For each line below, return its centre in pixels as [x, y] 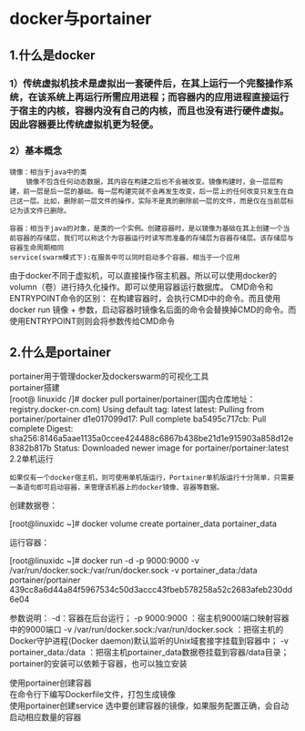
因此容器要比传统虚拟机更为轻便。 [84, 124]
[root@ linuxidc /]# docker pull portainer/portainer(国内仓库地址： [132, 399]
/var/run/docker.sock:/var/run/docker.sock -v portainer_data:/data [133, 570]
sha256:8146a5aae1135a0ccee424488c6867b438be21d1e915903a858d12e [152, 438]
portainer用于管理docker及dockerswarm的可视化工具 [109, 376]
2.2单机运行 [32, 458]
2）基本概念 [36, 151]
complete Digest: [41, 428]
